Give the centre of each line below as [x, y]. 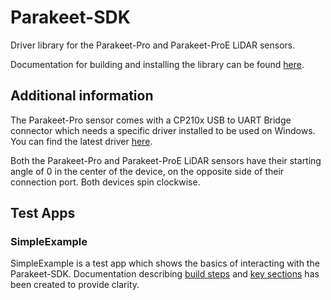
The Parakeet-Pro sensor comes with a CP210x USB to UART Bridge [151, 120]
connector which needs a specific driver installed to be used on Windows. [163, 130]
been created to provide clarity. [75, 285]
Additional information [82, 96]
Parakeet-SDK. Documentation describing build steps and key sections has [165, 274]
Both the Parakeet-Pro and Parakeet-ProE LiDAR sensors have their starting [166, 160]
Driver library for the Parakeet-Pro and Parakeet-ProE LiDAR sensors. [153, 45]
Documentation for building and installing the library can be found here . [157, 64]
